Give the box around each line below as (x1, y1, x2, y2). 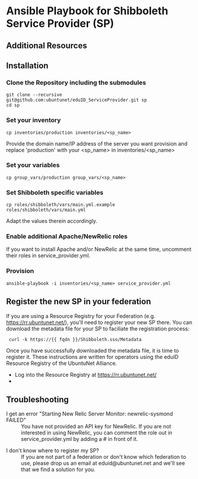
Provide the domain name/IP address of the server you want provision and (6, 140, 188, 147)
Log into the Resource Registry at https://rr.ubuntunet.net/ (14, 371, 157, 378)
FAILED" (6, 417, 27, 424)
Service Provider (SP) (6, 17, 114, 30)
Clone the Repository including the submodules (6, 78, 146, 87)
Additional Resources (6, 40, 87, 51)
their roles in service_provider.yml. (6, 252, 91, 259)
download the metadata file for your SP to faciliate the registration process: (6, 325, 190, 332)
